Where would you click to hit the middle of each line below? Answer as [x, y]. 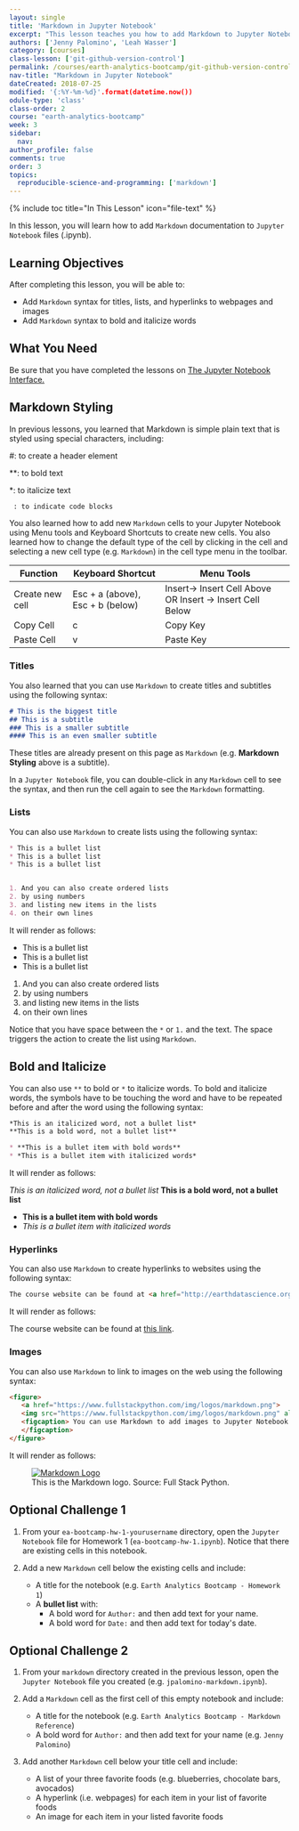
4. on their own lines [51, 913]
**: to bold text [36, 473]
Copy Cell [34, 625]
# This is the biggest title [63, 711]
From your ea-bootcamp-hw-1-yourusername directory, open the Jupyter [151, 1531]
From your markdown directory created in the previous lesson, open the [150, 1672]
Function [38, 573]
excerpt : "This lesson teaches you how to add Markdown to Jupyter [137, 34]
